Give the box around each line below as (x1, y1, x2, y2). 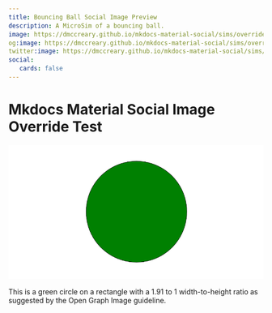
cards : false (19, 65, 63, 73)
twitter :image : (8, 47, 60, 56)
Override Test (8, 118, 103, 136)
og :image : (8, 39, 42, 47)
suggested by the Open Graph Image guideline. (8, 295, 167, 305)
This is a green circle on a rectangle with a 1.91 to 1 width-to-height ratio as (8, 286, 258, 296)
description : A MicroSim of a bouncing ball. (8, 21, 164, 30)
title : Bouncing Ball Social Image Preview (8, 13, 158, 21)
